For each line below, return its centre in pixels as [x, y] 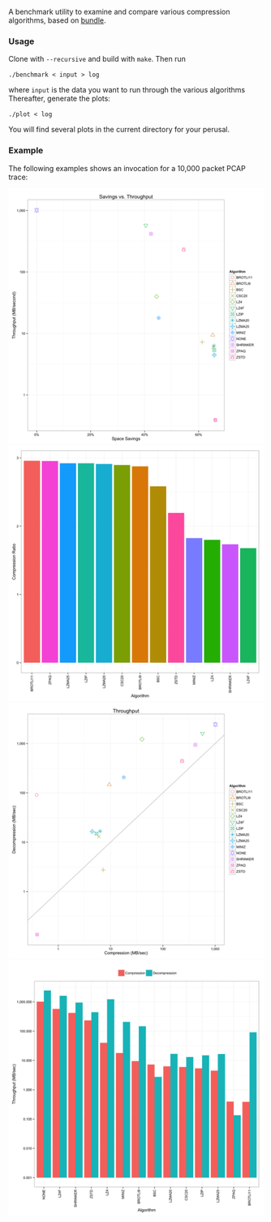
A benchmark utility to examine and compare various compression [119, 12]
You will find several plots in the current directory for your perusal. [119, 130]
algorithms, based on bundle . [58, 20]
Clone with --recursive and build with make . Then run [97, 59]
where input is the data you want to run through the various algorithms [127, 90]
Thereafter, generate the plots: [60, 99]
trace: [18, 177]
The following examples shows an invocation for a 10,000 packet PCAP [127, 168]
